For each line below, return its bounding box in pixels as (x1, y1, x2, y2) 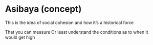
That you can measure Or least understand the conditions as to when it (5, 29, 148, 35)
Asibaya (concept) (5, 3, 82, 15)
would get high (5, 34, 35, 40)
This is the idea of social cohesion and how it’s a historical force (5, 20, 134, 25)
